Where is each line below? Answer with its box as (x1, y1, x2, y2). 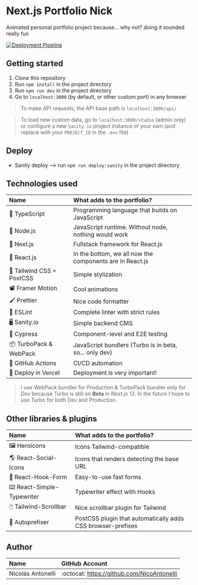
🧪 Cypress (9, 330, 38, 338)
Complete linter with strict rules (73, 308, 160, 316)
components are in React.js (73, 257, 149, 266)
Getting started (6, 59, 64, 69)
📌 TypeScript (9, 210, 45, 218)
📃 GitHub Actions (9, 359, 57, 367)
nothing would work (73, 231, 128, 239)
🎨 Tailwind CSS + (9, 267, 57, 275)
